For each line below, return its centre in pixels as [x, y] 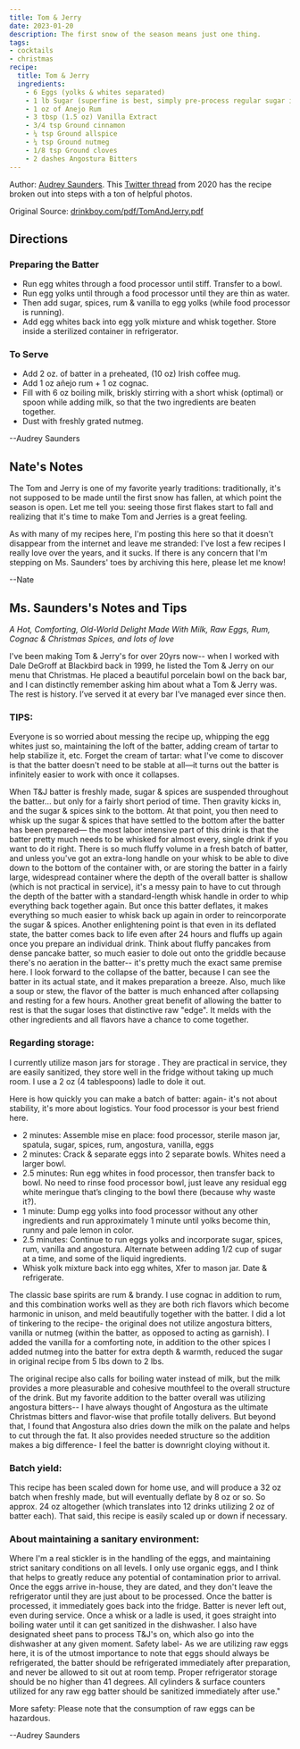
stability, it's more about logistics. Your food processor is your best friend [144, 1108]
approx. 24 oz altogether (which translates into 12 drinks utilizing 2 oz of [142, 1506]
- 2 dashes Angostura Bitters [82, 159]
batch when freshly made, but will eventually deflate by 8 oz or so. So [137, 1497]
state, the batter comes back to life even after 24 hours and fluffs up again [146, 934]
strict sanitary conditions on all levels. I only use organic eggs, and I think [144, 1568]
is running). [43, 313]
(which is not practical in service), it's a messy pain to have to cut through [145, 887]
